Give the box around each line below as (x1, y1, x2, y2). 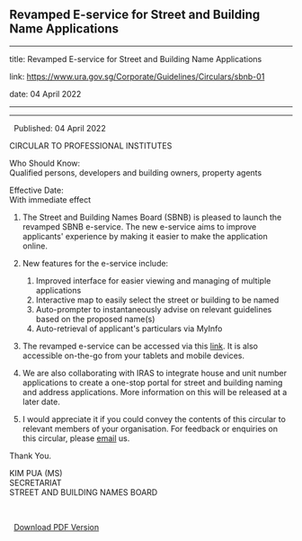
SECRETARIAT (9, 477, 62, 488)
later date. (22, 396, 60, 407)
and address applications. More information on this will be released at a (22, 386, 288, 397)
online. (22, 240, 48, 251)
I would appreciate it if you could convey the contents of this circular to (22, 413, 286, 424)
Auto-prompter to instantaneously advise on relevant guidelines (35, 303, 272, 314)
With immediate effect (9, 194, 92, 205)
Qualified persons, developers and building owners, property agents (9, 167, 262, 178)
